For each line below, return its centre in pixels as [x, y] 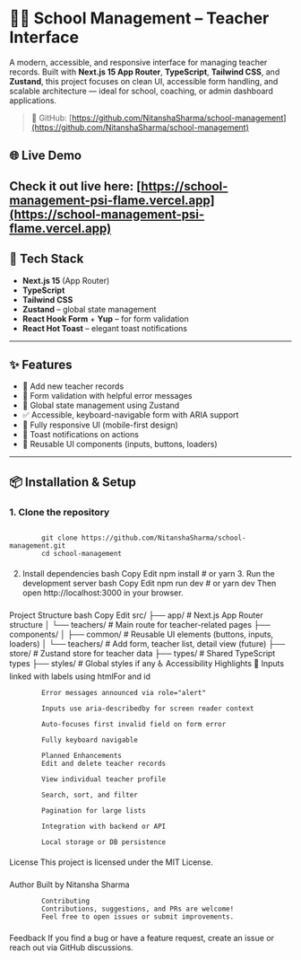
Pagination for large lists [94, 811]
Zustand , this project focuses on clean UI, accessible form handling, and [144, 81]
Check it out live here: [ [75, 186]
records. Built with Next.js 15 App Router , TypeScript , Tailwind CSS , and [145, 72]
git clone [60, 538]
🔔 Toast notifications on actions [80, 435]
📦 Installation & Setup [73, 482]
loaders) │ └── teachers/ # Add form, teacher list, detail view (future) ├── [147, 644]
